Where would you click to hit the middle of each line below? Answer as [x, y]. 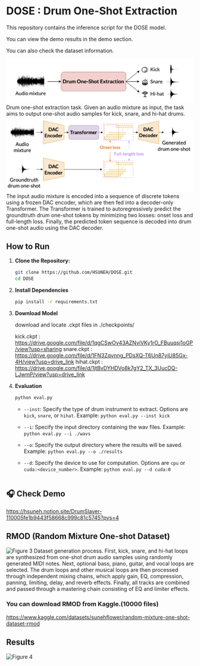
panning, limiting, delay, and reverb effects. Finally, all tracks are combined [98, 582]
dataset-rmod [23, 623]
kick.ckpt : [27, 336]
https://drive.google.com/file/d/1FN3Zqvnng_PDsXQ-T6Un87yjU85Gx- [101, 355]
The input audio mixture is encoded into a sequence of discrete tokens [93, 196]
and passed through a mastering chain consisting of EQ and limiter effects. [98, 588]
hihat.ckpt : [89, 362]
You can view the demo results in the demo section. [70, 39]
